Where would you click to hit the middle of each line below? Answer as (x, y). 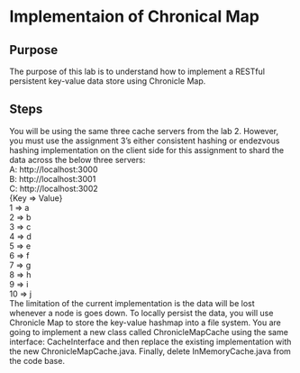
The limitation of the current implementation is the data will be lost (132, 303)
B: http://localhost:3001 (53, 178)
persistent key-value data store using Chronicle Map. (108, 81)
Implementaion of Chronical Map (134, 17)
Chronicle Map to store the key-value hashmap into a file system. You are (145, 323)
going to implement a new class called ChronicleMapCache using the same (149, 332)
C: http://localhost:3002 (54, 188)
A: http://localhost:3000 (54, 169)
